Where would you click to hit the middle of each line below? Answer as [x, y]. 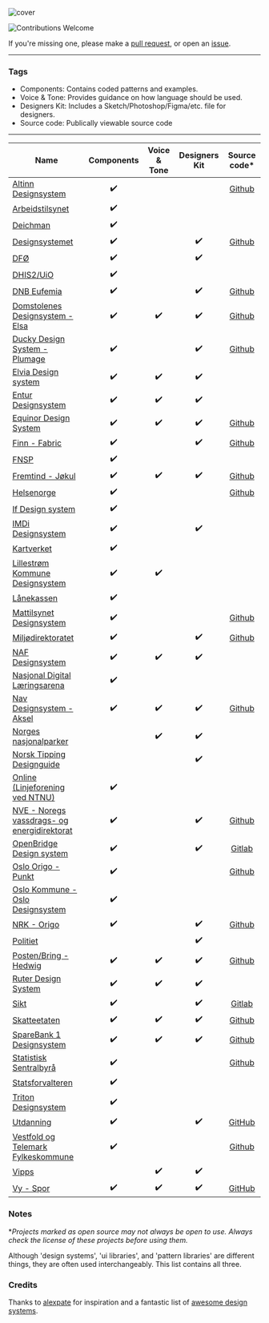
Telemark [30, 1147]
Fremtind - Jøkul [44, 476]
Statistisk [30, 1058]
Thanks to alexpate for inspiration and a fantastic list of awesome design [128, 1302]
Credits [23, 1285]
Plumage [29, 359]
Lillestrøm [31, 563]
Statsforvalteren [43, 1083]
